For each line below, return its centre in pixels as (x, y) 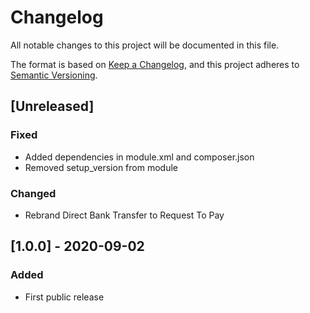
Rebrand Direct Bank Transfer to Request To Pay (124, 215)
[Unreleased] (52, 106)
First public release (64, 297)
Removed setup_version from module (101, 167)
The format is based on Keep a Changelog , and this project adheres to (155, 64)
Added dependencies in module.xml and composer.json (139, 157)
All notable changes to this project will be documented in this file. (145, 45)
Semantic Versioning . (54, 75)
